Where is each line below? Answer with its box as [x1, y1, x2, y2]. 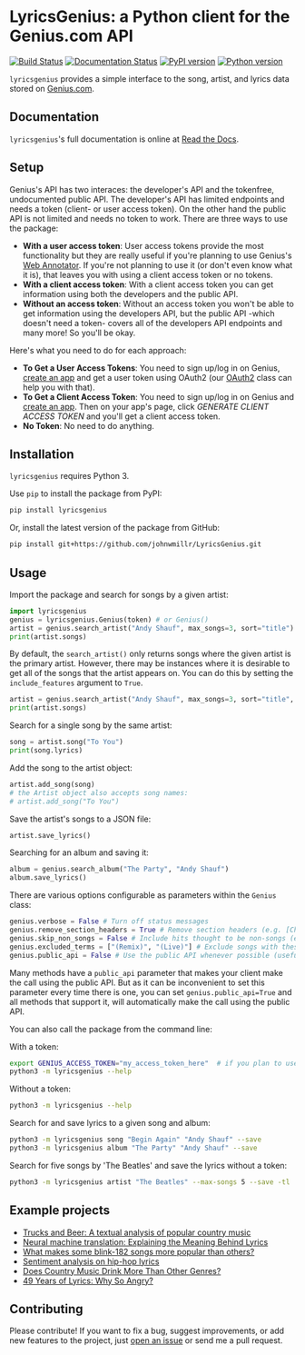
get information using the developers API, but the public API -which [22, 307, 275, 319]
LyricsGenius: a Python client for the [9, 6, 290, 27]
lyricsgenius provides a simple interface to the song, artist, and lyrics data [9, 73, 290, 84]
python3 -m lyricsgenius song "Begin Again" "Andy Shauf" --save [9, 1135, 261, 1144]
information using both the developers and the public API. [22, 288, 239, 299]
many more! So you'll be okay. [22, 327, 136, 338]
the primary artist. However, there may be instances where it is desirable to [9, 658, 290, 669]
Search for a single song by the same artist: [9, 720, 172, 731]
